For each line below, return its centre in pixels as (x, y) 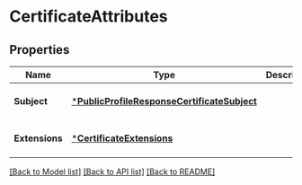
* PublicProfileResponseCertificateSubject (164, 101)
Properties (40, 50)
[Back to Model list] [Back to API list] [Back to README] (112, 172)
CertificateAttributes (89, 17)
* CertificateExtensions (122, 138)
